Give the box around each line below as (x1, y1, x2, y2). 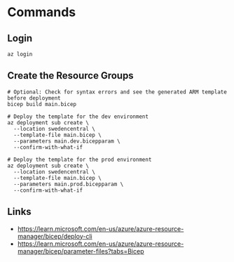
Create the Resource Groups (7, 70, 135, 81)
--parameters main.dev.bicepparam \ (13, 138, 121, 145)
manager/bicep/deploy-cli (17, 232, 92, 240)
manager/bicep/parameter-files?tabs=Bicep (17, 247, 144, 255)
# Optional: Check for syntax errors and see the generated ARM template (7, 89, 228, 96)
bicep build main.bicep (7, 100, 77, 107)
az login (7, 51, 33, 58)
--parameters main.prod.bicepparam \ (13, 181, 124, 188)
